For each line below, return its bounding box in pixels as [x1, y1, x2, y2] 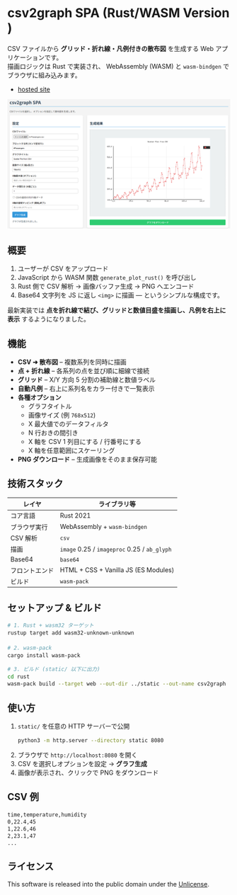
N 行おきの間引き [28, 428, 79, 437]
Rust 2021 [59, 511, 91, 520]
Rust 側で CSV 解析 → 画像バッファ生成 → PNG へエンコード [17, 282, 195, 291]
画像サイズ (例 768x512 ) [28, 411, 96, 419]
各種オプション [17, 393, 62, 401]
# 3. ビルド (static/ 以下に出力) [7, 666, 100, 673]
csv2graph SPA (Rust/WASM [7, 5, 180, 21]
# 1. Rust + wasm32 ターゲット [7, 622, 94, 629]
